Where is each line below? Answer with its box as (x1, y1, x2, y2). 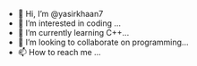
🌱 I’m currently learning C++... (17, 28, 130, 37)
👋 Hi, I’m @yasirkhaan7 (17, 9, 104, 19)
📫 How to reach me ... (17, 47, 101, 57)
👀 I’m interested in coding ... (17, 18, 122, 29)
